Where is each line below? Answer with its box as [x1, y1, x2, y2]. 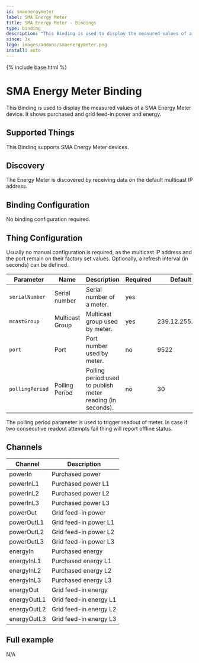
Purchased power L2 [52, 489, 110, 497]
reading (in [85, 396, 117, 404]
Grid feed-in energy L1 [52, 595, 117, 604]
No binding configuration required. [6, 216, 91, 223]
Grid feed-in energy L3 [52, 614, 117, 623]
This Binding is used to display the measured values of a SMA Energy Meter [6, 104, 191, 111]
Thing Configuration [6, 233, 83, 243]
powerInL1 [9, 479, 40, 488]
